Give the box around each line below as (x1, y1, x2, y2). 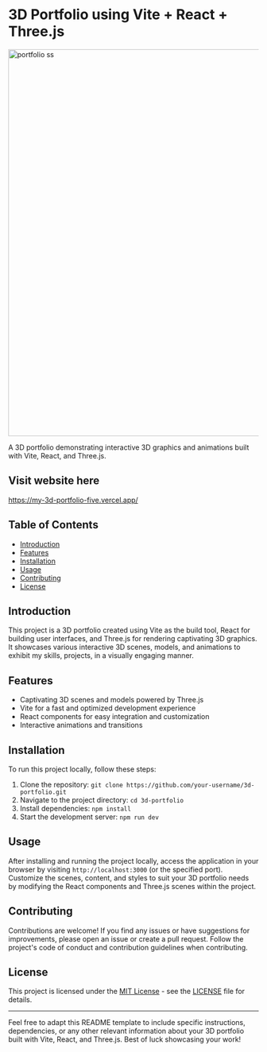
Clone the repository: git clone (19, 780, 123, 789)
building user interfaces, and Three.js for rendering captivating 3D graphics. (8, 634, 257, 644)
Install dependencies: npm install (19, 804, 131, 813)
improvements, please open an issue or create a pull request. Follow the (8, 934, 244, 943)
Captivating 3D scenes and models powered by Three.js (19, 695, 204, 705)
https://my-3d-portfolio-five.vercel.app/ (8, 495, 139, 505)
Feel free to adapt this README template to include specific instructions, (8, 1018, 246, 1027)
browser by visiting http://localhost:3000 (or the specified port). (8, 864, 223, 874)
